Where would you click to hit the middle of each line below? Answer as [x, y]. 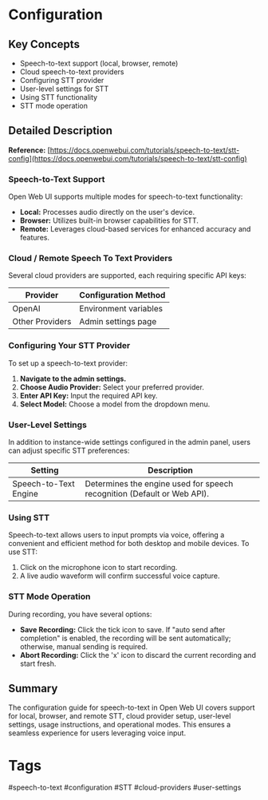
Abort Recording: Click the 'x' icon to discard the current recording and [138, 655]
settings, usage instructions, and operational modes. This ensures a [120, 725]
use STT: [23, 552]
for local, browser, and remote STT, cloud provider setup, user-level [120, 716]
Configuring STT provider [62, 80]
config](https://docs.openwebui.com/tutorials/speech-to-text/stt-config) [128, 158]
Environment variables [121, 309]
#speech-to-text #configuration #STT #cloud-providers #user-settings [125, 787]
